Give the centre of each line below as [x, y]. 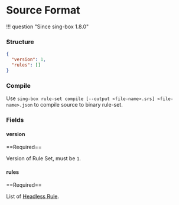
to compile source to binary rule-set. [78, 105]
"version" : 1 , [29, 59]
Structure [20, 42]
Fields [15, 120]
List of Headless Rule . [33, 196]
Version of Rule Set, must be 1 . [44, 158]
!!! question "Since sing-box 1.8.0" [48, 27]
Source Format [43, 10]
